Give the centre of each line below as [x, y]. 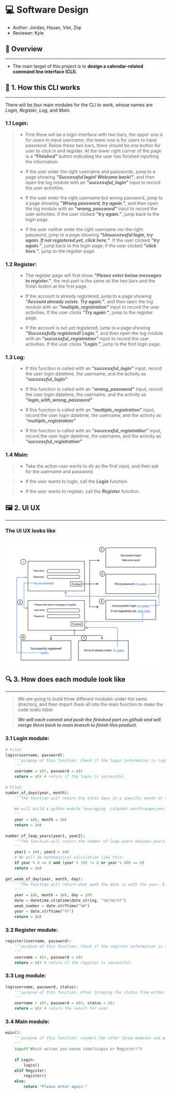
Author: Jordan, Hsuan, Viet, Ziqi [47, 27]
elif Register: [31, 1070]
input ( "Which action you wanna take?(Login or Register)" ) [78, 1049]
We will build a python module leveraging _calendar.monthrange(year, [91, 809]
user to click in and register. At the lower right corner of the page [93, 151]
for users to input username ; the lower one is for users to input [91, 140]
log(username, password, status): [42, 987]
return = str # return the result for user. [62, 1009]
